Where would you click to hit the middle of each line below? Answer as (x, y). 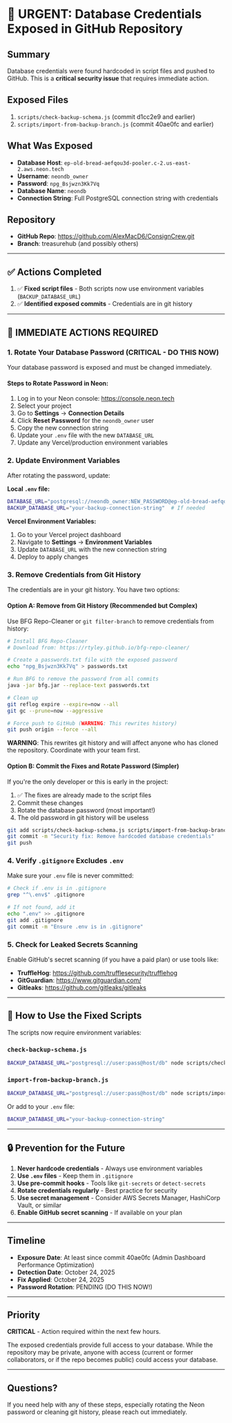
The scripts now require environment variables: (74, 1032)
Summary (29, 54)
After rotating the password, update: (59, 475)
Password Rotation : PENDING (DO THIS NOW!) (85, 1287)
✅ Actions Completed (55, 272)
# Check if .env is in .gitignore (57, 889)
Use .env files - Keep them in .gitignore (75, 1175)
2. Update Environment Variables (64, 461)
